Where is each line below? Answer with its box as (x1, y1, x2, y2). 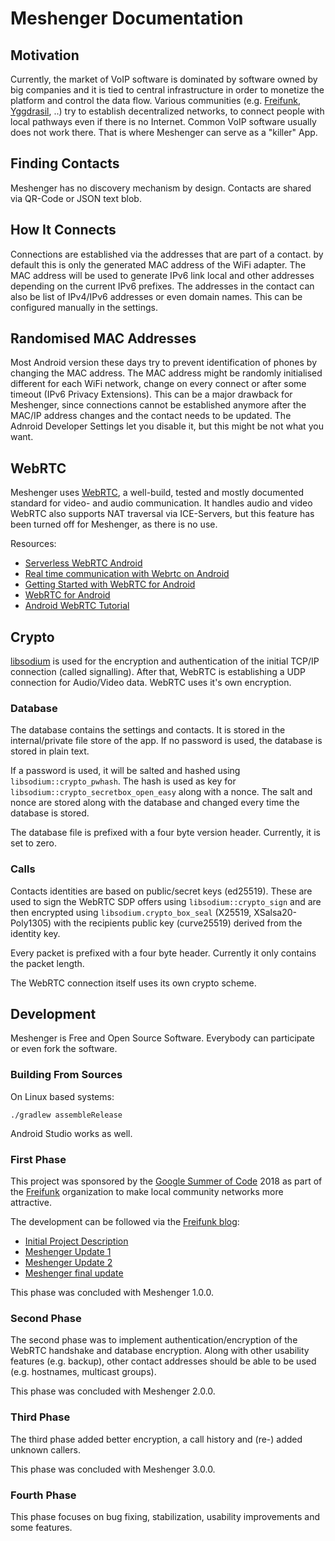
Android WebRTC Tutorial (24, 600, 130, 612)
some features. (10, 1521, 73, 1533)
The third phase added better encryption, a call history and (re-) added (10, 1433, 303, 1445)
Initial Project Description (24, 1235, 129, 1247)
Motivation (10, 47, 80, 64)
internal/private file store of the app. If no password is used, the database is (10, 735, 323, 747)
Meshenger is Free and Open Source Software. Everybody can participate (10, 1032, 315, 1044)
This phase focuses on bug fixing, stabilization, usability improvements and (10, 1510, 321, 1522)
